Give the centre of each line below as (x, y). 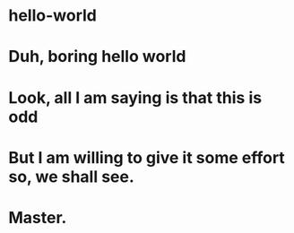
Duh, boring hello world (97, 57)
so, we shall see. (72, 177)
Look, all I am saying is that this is (135, 97)
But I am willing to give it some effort (147, 157)
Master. (38, 217)
